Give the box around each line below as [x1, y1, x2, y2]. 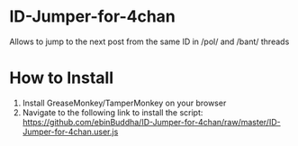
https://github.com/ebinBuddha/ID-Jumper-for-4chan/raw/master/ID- [22, 116, 281, 127]
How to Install [9, 68, 114, 88]
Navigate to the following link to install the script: [22, 106, 203, 118]
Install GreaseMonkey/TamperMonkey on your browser [22, 97, 227, 108]
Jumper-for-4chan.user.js [22, 126, 119, 137]
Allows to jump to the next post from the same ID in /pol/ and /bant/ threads [9, 36, 290, 47]
